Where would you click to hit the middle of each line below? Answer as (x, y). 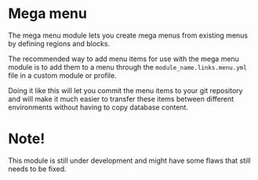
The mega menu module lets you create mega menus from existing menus (128, 35)
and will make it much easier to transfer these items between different (121, 99)
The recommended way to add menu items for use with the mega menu (124, 59)
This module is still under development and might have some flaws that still (129, 160)
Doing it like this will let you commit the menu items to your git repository (125, 90)
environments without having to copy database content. (98, 107)
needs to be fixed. (37, 168)
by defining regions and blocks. (59, 43)
